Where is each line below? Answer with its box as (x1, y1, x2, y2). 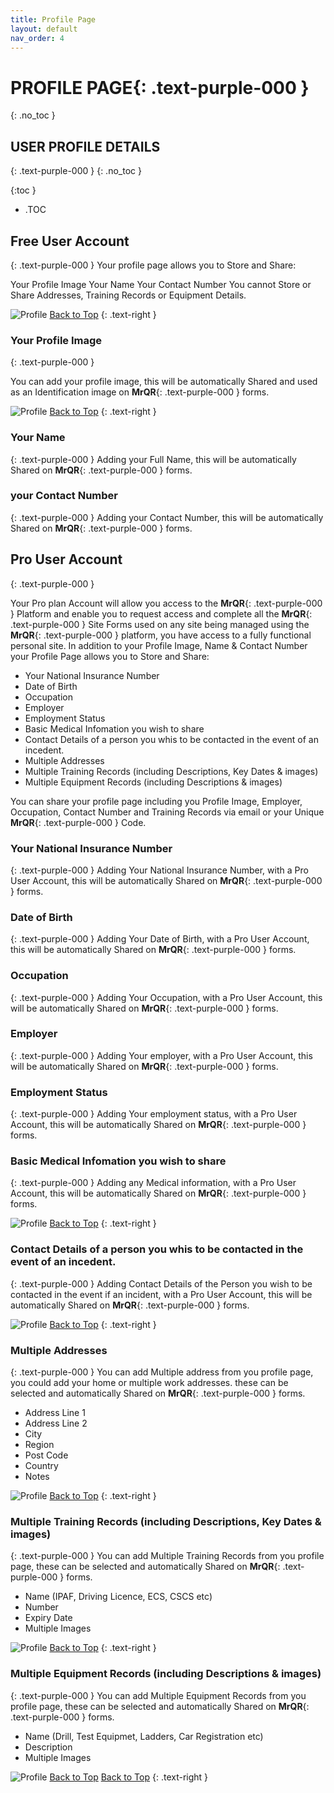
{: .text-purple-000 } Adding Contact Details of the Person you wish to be (10, 1277, 313, 1290)
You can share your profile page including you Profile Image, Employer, (10, 795, 303, 807)
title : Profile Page (10, 14, 97, 25)
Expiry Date (24, 1612, 73, 1624)
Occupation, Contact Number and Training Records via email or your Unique (10, 806, 325, 818)
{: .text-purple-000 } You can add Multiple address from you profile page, (10, 1366, 314, 1378)
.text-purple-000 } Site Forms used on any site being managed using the (10, 618, 310, 630)
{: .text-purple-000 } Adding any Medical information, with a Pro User (10, 1177, 297, 1189)
